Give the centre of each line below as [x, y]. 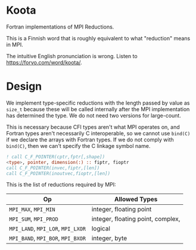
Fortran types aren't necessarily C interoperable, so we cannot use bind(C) [98, 133]
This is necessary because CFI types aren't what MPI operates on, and [93, 127]
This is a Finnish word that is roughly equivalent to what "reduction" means [98, 38]
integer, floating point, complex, [136, 219]
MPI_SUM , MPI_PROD [34, 219]
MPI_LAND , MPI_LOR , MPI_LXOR [48, 229]
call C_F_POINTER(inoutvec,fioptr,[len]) [58, 173]
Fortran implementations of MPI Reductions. [60, 27]
